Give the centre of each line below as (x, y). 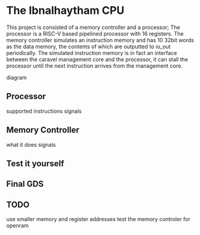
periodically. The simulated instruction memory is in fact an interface (92, 53)
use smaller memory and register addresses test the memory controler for (98, 219)
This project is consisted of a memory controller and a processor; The (93, 27)
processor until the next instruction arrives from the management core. (95, 66)
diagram (17, 77)
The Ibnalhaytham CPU (66, 11)
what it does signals (31, 144)
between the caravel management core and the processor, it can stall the (97, 59)
